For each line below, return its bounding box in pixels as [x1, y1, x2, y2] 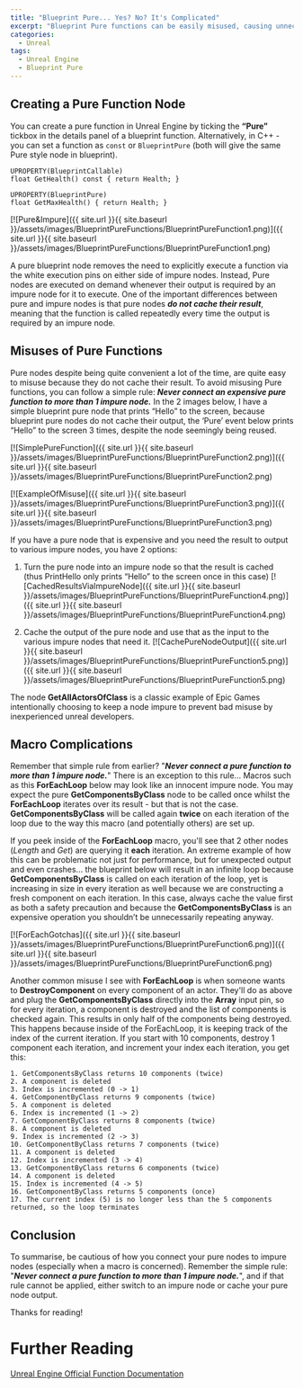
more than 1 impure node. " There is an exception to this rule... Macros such [10, 770, 291, 781]
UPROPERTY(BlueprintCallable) [10, 166, 124, 175]
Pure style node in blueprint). [10, 149, 118, 160]
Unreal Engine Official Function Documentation [10, 1368, 184, 1379]
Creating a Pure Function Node [10, 96, 186, 112]
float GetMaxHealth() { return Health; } [10, 198, 168, 207]
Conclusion [10, 1227, 76, 1242]
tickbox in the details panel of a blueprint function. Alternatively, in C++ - [10, 130, 280, 140]
